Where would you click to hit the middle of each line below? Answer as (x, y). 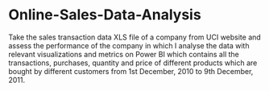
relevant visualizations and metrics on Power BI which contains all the (124, 54)
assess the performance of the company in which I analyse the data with (129, 45)
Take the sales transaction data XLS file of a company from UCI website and (135, 37)
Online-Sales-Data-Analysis (105, 15)
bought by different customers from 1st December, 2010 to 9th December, (131, 71)
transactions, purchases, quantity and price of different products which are (133, 63)
